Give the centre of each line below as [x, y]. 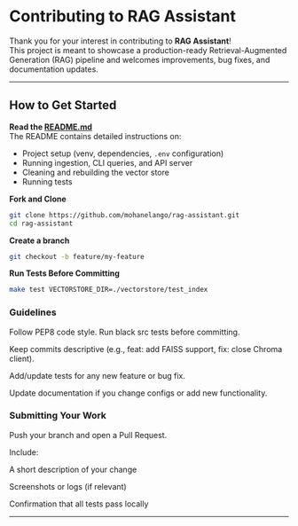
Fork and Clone [38, 199]
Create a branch [39, 240]
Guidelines [33, 312]
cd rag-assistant [41, 224]
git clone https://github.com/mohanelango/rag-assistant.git [125, 215]
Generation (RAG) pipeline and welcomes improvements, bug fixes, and [140, 59]
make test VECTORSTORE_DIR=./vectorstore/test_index [109, 290]
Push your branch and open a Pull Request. [88, 435]
